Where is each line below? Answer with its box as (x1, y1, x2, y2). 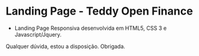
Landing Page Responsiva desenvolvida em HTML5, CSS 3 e (14, 24, 167, 32)
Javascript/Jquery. (14, 30, 62, 38)
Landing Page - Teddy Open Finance (5, 4, 193, 18)
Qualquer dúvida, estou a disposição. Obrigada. (5, 43, 125, 50)
